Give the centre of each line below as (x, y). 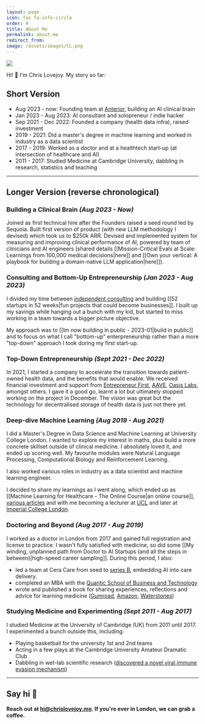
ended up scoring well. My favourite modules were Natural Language (93, 453)
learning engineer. (29, 478)
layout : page (23, 12)
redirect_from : (26, 40)
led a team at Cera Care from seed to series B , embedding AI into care (103, 569)
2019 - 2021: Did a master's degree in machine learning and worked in (103, 134)
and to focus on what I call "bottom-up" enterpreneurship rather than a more (103, 336)
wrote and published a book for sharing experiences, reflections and (101, 589)
